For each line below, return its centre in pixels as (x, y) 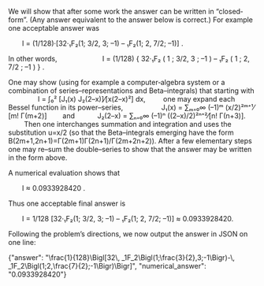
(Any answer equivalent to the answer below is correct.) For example (141, 20)
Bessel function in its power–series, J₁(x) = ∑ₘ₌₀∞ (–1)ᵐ (116, 107)
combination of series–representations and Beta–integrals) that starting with (131, 91)
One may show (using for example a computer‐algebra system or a (117, 82)
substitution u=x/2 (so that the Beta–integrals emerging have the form (121, 132)
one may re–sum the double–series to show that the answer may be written (130, 149)
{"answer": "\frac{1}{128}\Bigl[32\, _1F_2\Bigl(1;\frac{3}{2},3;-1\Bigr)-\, (121, 258)
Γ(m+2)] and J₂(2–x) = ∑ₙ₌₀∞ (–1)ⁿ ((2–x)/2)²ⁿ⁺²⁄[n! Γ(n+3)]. (133, 116)
